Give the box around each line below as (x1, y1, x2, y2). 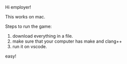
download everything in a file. (12, 33, 73, 39)
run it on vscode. (12, 44, 47, 49)
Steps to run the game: (5, 23, 52, 29)
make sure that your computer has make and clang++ (12, 38, 123, 44)
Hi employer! (5, 4, 31, 10)
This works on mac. (5, 14, 46, 19)
